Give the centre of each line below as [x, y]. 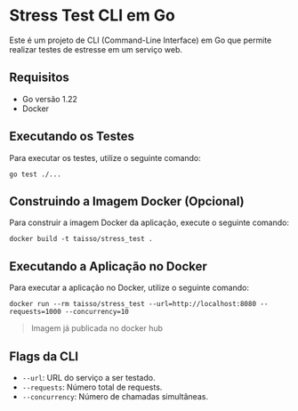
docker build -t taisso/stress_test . [81, 239]
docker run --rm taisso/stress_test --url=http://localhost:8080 [133, 304]
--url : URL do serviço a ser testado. [89, 378]
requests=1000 [36, 312]
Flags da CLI [44, 356]
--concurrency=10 [97, 312]
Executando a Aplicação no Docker [108, 266]
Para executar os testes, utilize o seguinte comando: [105, 157]
